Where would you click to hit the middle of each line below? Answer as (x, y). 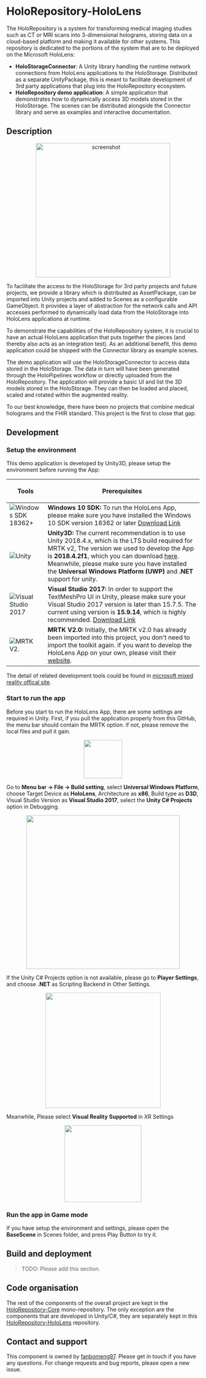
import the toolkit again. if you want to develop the (120, 645)
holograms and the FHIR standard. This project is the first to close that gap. (101, 413)
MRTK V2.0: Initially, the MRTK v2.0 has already (117, 630)
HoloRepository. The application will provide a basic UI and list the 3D (94, 382)
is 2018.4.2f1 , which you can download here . (113, 556)
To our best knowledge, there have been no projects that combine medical (101, 406)
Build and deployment (49, 1254)
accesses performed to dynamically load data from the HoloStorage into (97, 312)
